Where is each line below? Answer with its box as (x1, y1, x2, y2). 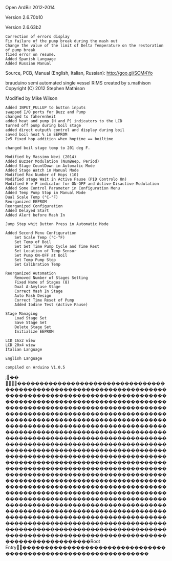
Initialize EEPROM (14, 329, 54, 334)
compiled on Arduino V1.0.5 (5, 365, 66, 370)
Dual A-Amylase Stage (14, 284, 60, 289)
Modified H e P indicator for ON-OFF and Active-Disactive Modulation (5, 181, 159, 186)
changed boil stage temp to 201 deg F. (5, 145, 91, 150)
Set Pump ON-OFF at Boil (14, 253, 68, 258)
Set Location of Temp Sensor (14, 248, 77, 253)
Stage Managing (5, 311, 38, 316)
